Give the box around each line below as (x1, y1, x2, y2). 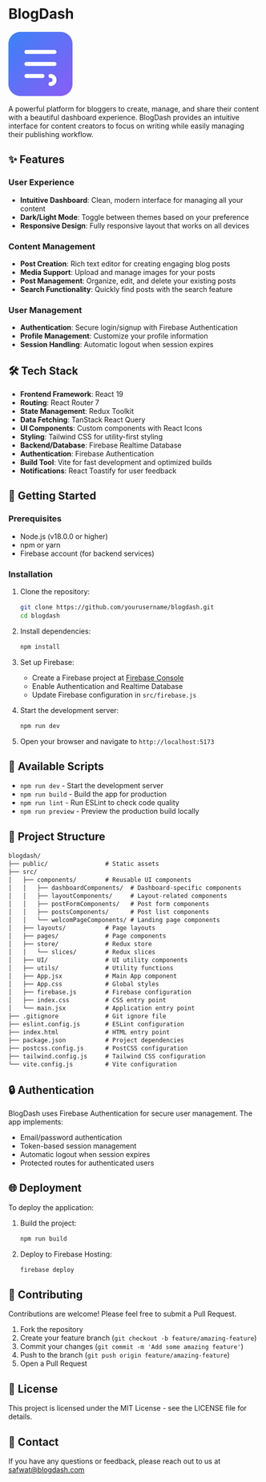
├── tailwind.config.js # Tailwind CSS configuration (8, 1052, 206, 1061)
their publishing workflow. (8, 129, 94, 139)
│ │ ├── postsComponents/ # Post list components (8, 908, 210, 917)
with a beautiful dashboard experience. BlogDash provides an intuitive (8, 112, 240, 122)
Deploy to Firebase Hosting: (19, 1249, 112, 1259)
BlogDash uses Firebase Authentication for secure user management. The (8, 1108, 253, 1118)
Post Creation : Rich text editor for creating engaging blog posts (19, 258, 231, 269)
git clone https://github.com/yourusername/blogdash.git (19, 603, 215, 612)
